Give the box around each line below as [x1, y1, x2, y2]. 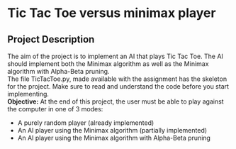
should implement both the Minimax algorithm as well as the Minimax [7, 60, 209, 68]
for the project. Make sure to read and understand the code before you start [7, 82, 229, 90]
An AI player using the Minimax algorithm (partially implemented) [17, 126, 208, 134]
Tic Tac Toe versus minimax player [7, 5, 216, 21]
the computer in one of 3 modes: [7, 105, 103, 113]
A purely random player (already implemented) [17, 118, 154, 127]
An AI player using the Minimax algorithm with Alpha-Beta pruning [17, 133, 211, 142]
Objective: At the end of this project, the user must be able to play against [7, 97, 225, 106]
